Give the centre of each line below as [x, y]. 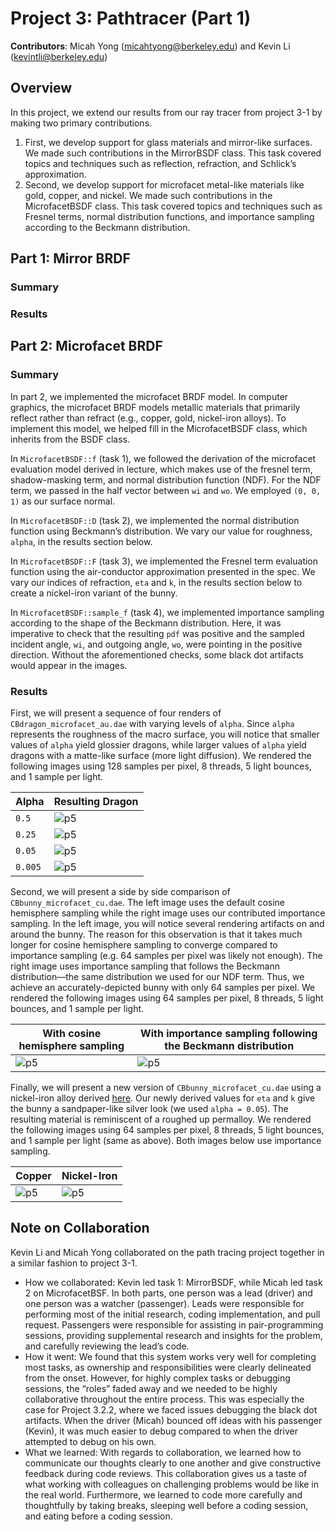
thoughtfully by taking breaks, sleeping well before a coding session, [166, 1505]
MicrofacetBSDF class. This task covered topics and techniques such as [173, 206]
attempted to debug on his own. [90, 1441]
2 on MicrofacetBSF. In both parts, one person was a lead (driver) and [168, 1293]
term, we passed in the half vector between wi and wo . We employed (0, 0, [166, 490]
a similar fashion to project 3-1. [74, 1263]
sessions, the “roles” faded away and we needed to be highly [151, 1388]
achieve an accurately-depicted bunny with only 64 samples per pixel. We [163, 987]
